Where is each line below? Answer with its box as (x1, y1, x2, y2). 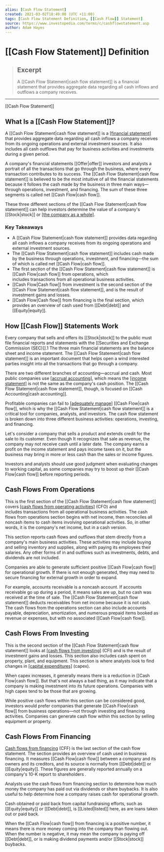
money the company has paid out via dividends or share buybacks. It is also (5, 786, 158, 792)
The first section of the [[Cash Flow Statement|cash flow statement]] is (12, 266, 155, 272)
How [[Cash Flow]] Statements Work (5, 322, 119, 330)
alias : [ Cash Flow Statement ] (5, 7, 67, 12)
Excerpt (17, 66, 41, 74)
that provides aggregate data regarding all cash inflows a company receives (5, 135, 158, 141)
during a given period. (5, 151, 50, 157)
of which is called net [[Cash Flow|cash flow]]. (12, 261, 106, 267)
